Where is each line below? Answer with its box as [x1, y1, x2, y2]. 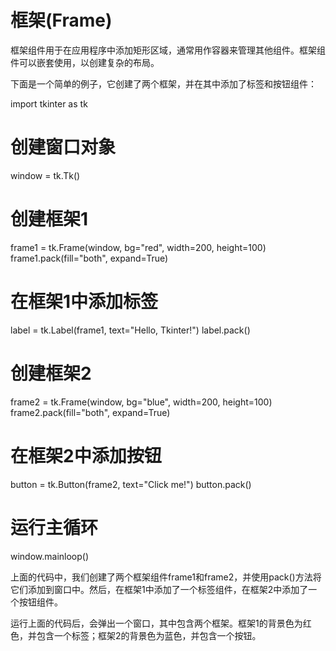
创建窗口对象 [10, 136, 117, 159]
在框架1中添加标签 [10, 291, 159, 313]
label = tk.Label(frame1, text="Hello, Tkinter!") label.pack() [10, 324, 251, 336]
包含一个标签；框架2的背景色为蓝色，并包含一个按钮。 [36, 629, 262, 641]
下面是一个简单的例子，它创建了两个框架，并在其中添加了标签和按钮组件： [10, 77, 317, 90]
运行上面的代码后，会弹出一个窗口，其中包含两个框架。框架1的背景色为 [10, 617, 303, 629]
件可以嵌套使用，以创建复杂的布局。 [10, 56, 160, 68]
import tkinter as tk [10, 97, 88, 110]
